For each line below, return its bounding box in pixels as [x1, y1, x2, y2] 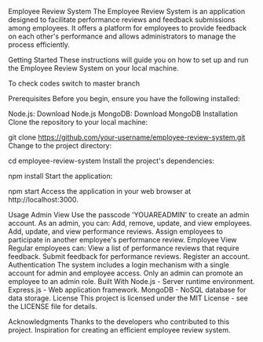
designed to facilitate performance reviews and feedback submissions [8, 15, 236, 24]
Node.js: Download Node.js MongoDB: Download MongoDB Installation [8, 109, 238, 118]
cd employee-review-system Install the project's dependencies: [8, 156, 214, 166]
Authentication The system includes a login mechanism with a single [8, 260, 230, 269]
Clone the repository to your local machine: [8, 118, 148, 126]
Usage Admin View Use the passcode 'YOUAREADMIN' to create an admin [8, 210, 250, 219]
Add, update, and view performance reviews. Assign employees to [8, 227, 224, 236]
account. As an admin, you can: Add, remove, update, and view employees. [8, 219, 253, 227]
